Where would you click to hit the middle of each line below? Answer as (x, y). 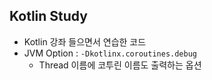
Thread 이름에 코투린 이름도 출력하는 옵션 (120, 65)
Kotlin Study (48, 16)
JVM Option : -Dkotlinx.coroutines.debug (110, 53)
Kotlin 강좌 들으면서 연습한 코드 (85, 41)
